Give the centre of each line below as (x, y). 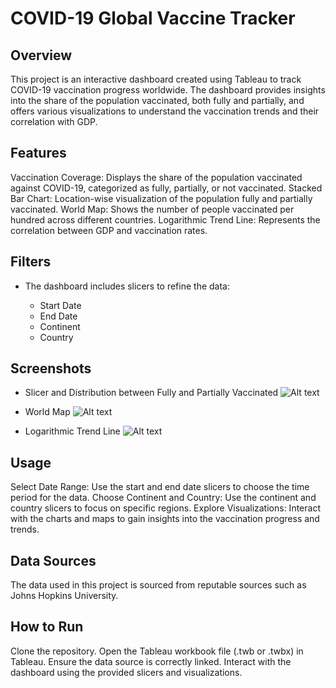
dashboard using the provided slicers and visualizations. (126, 672)
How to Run (47, 627)
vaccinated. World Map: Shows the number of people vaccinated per (152, 209)
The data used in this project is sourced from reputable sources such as (158, 585)
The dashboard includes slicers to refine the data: (127, 286)
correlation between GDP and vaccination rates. (109, 230)
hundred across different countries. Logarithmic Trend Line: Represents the (165, 219)
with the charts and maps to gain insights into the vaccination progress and (165, 519)
